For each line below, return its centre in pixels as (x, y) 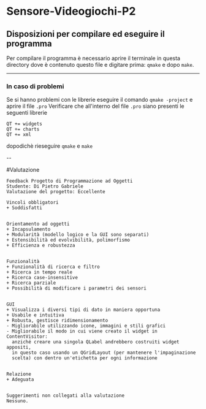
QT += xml (19, 135)
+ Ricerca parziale (31, 283)
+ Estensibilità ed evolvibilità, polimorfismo (68, 240)
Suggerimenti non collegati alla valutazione (65, 396)
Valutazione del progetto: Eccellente (56, 192)
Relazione (19, 374)
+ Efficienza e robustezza (41, 246)
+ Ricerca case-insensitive (42, 278)
